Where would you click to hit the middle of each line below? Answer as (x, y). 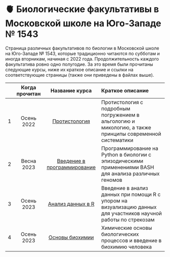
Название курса (71, 90)
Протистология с (122, 102)
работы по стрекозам (128, 220)
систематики (117, 140)
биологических (120, 234)
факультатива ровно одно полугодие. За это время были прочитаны (79, 64)
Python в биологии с (126, 155)
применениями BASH (127, 167)
